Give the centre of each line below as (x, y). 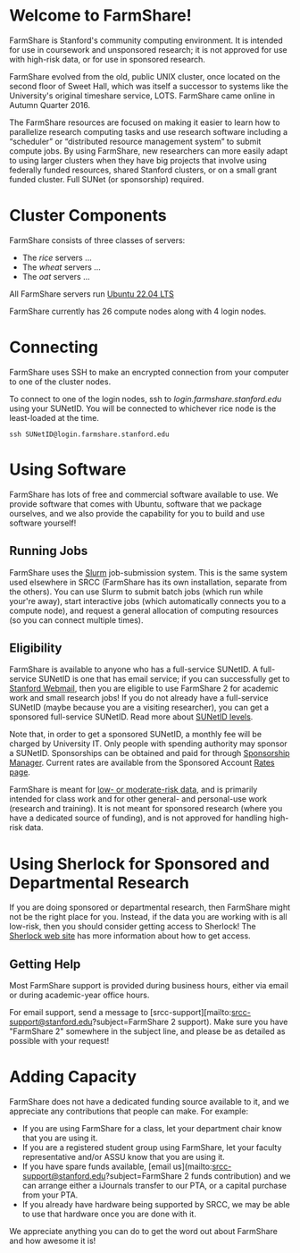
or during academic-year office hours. (79, 995)
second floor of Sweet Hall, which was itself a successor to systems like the (149, 86)
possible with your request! (59, 1041)
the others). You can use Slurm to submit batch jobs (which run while (136, 592)
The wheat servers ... (61, 267)
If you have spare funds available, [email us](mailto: (117, 1166)
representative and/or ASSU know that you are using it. (123, 1157)
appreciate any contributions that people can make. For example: (129, 1111)
